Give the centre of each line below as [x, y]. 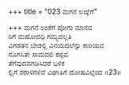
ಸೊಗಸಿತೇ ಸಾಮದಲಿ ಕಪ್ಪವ [38, 54]
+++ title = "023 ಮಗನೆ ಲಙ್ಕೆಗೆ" [53, 12]
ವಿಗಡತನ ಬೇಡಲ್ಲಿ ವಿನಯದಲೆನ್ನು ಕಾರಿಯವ [56, 45]
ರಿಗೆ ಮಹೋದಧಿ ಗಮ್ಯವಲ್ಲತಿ [40, 36]
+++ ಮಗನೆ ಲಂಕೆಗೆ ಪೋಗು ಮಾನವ [50, 27]
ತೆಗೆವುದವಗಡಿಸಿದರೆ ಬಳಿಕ [36, 63]
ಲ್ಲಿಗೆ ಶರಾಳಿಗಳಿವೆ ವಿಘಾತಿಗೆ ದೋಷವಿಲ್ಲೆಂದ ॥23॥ [65, 72]
